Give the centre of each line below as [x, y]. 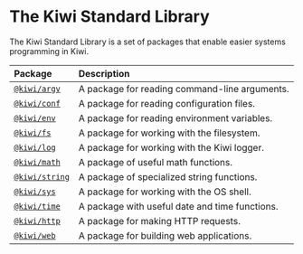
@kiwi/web [35, 235]
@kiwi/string [42, 177]
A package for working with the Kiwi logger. [171, 147]
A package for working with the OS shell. [165, 192]
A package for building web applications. [165, 235]
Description [104, 73]
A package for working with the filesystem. [169, 133]
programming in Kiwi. [49, 51]
